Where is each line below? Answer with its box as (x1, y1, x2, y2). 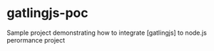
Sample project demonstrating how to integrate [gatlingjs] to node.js (6, 28, 208, 37)
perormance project (6, 35, 66, 44)
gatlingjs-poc (6, 5, 88, 21)
